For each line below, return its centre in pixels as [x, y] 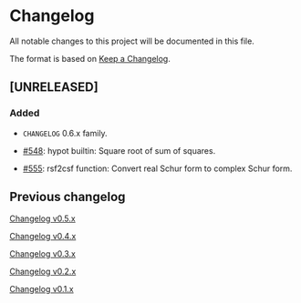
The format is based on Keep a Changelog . [90, 58]
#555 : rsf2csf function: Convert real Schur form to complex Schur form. [157, 168]
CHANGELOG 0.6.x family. [65, 133]
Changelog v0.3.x [42, 254]
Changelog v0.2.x [43, 272]
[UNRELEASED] [54, 87]
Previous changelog [67, 197]
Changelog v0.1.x [42, 289]
